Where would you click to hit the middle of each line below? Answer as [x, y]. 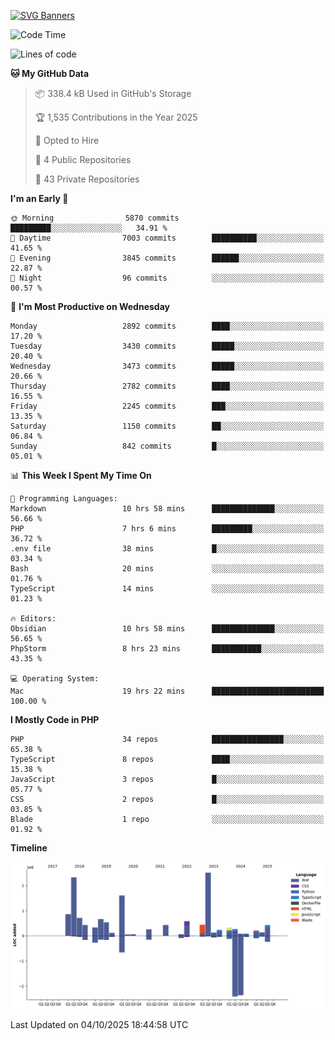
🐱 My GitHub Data [50, 73]
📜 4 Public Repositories [83, 159]
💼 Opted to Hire [67, 140]
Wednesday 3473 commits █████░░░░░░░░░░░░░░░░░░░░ [167, 366]
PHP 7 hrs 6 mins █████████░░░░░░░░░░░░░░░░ [167, 529]
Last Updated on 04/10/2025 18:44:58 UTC [99, 1025]
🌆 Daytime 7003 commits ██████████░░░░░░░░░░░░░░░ [167, 238]
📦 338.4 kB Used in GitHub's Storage [113, 93]
